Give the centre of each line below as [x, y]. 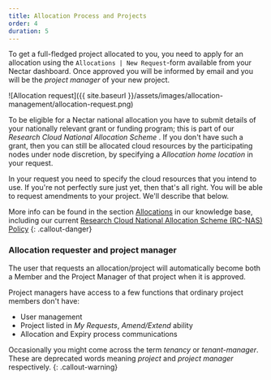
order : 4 [23, 24]
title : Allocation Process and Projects [78, 16]
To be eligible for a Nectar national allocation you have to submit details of [133, 120]
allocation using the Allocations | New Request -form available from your [130, 63]
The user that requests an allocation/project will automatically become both [135, 268]
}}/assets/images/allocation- [175, 96]
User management [51, 317]
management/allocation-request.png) [71, 104]
